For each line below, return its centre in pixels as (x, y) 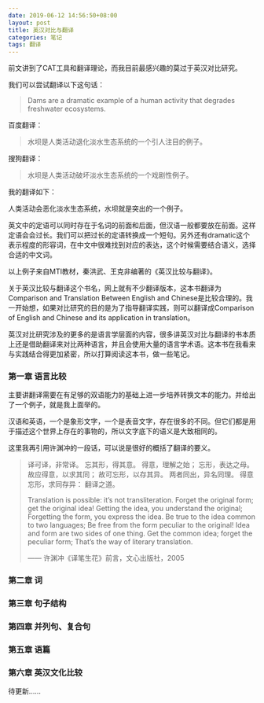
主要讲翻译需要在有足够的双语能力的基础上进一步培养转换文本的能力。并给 (128, 395)
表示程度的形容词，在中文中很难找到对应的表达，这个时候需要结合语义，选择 (132, 245)
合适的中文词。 (32, 255)
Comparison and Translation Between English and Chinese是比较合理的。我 (130, 298)
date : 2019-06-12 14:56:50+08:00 (63, 15)
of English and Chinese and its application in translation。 (101, 318)
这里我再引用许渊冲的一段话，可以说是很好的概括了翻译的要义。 (111, 448)
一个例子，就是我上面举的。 (59, 405)
